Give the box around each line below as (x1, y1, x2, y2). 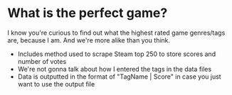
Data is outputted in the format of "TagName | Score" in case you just (17, 72, 222, 81)
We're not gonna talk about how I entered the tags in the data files (17, 65, 212, 73)
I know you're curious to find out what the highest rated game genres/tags (7, 28, 226, 37)
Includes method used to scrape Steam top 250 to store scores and (17, 50, 216, 58)
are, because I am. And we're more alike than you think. (7, 35, 171, 44)
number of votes (17, 57, 67, 65)
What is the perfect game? (7, 5, 168, 21)
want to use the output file (17, 79, 95, 88)
